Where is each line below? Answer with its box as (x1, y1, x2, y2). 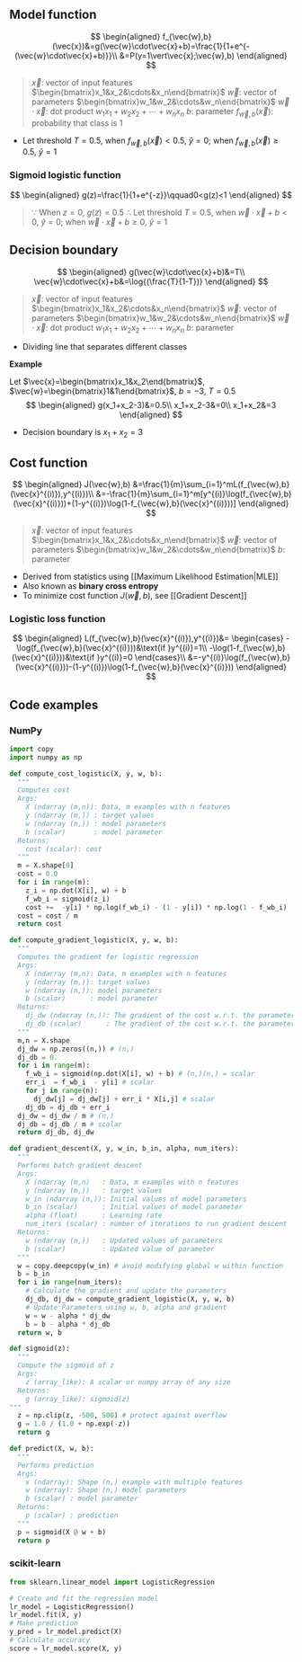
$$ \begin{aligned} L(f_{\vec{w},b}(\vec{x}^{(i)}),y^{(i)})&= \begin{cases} (12, 633, 285, 644)
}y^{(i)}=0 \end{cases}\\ (96, 652, 186, 663)
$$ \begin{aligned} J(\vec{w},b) (12, 478, 131, 489)
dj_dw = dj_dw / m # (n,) (17, 1111, 115, 1120)
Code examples (9, 697, 99, 713)
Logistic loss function (9, 612, 106, 625)
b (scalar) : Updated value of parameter (25, 1244, 216, 1253)
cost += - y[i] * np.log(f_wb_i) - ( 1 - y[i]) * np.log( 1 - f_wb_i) (25, 902, 288, 911)
